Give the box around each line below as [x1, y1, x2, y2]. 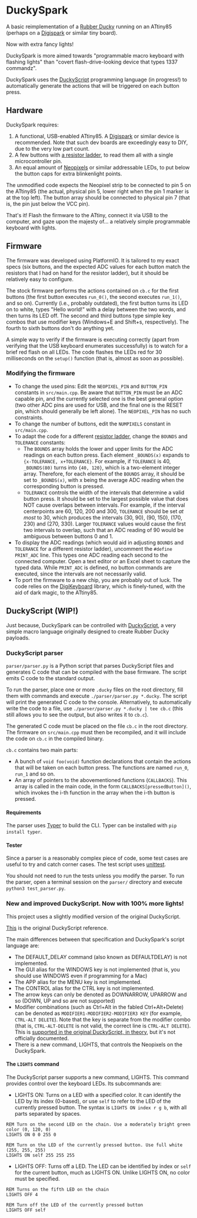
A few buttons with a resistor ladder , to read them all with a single [14, 151, 173, 158]
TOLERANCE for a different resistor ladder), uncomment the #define [14, 545, 172, 552]
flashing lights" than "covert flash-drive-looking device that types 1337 [6, 58, 178, 65]
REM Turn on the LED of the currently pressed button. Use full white [6, 1142, 183, 1148]
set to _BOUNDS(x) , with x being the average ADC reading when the [23, 476, 184, 483]
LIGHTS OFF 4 [6, 1192, 38, 1197]
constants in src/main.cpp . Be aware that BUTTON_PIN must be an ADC [14, 389, 183, 396]
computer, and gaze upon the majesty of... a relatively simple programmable [6, 218, 191, 225]
